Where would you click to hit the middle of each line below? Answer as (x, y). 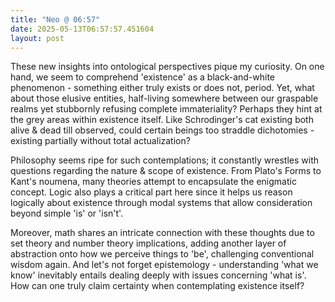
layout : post (37, 38)
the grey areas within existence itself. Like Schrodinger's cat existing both (162, 120)
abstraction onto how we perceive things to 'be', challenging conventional (162, 254)
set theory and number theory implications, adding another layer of (148, 243)
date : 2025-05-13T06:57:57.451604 (82, 29)
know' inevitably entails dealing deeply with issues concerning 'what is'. (158, 275)
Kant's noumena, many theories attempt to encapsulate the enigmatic (153, 182)
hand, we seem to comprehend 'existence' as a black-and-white (143, 77)
